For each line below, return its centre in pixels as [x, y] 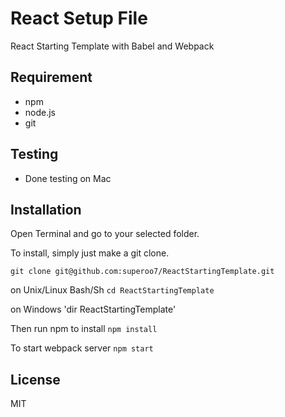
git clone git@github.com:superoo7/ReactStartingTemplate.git [142, 272]
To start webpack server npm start [82, 348]
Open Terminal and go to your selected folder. [105, 234]
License [35, 379]
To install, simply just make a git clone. [90, 253]
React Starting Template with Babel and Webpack [112, 46]
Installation [46, 209]
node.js [40, 112]
